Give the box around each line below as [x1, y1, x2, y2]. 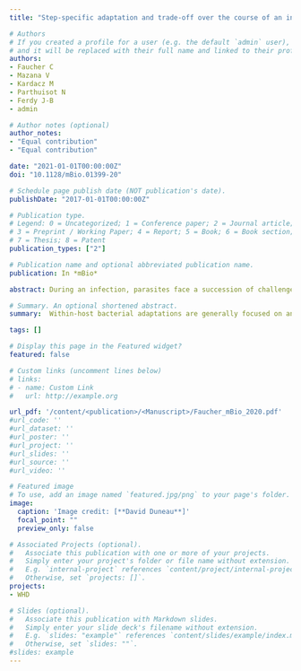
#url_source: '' [9, 457, 70, 466]
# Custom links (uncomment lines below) [9, 366, 163, 375]
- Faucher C [9, 63, 54, 72]
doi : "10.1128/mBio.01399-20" [9, 170, 123, 179]
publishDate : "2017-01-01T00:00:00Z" [9, 195, 150, 204]
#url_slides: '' [9, 449, 70, 458]
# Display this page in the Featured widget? [9, 342, 182, 351]
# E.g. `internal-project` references [9, 565, 163, 574]
